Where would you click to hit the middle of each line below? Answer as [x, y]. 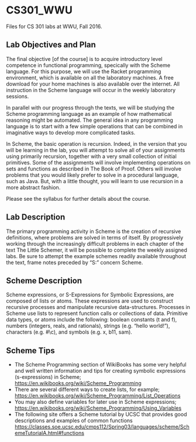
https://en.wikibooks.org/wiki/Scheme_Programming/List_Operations [97, 396]
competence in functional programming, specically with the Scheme [88, 65]
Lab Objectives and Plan [51, 45]
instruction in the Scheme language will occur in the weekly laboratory [91, 90]
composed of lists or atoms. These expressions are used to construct [90, 301]
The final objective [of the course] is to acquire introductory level [84, 59]
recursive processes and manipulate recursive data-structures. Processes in [98, 307]
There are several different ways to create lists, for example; [87, 389]
